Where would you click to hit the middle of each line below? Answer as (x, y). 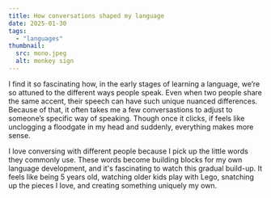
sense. (19, 135)
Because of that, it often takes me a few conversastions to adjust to (121, 109)
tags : (17, 31)
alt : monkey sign (45, 61)
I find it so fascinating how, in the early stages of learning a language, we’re (134, 84)
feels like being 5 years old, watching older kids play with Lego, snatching (131, 177)
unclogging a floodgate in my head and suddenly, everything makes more (131, 127)
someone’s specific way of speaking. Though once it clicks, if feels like (127, 118)
